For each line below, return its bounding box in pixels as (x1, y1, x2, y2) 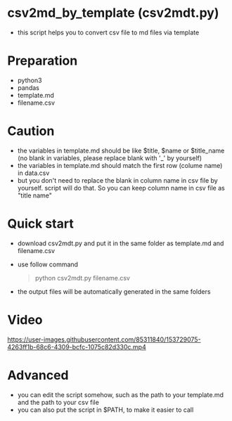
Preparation (7, 53, 78, 69)
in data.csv (17, 169, 50, 177)
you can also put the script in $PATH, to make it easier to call (17, 406, 194, 414)
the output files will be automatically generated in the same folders (17, 287, 211, 296)
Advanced (7, 367, 69, 383)
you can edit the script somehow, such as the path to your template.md (17, 390, 224, 399)
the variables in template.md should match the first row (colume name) (17, 161, 223, 169)
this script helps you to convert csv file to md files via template (17, 28, 200, 37)
